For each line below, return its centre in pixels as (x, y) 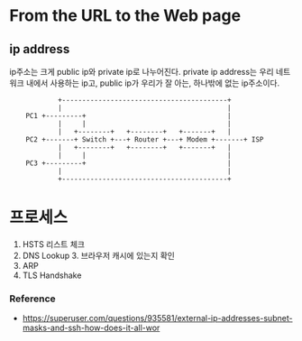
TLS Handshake (52, 275)
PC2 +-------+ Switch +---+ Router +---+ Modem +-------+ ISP (145, 140)
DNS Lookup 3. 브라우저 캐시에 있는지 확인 (99, 255)
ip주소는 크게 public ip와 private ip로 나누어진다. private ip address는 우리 (142, 72)
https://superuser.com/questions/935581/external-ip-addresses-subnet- (157, 318)
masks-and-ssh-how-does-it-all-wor (91, 328)
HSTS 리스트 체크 (54, 244)
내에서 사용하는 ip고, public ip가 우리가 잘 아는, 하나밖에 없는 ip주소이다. (153, 83)
